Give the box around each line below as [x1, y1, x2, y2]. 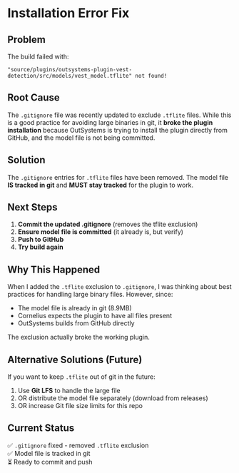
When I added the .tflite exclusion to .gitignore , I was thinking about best [7, 283, 232, 291]
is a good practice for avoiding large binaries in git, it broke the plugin [7, 118, 213, 126]
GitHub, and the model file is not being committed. [7, 133, 156, 142]
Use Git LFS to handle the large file [17, 387, 121, 395]
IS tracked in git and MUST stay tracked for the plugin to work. [7, 180, 194, 189]
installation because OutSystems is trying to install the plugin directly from [7, 126, 228, 134]
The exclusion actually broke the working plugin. [7, 333, 150, 342]
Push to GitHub [17, 235, 64, 244]
